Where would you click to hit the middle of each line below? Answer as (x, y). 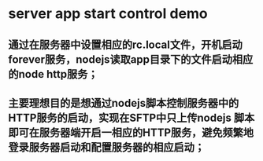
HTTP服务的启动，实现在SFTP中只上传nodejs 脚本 (131, 117)
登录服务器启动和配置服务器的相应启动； (106, 147)
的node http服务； (53, 74)
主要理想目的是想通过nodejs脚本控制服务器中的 (124, 103)
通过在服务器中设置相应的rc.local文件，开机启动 (125, 44)
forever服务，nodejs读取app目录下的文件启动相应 (131, 59)
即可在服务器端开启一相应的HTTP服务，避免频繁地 (131, 132)
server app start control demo (108, 14)
